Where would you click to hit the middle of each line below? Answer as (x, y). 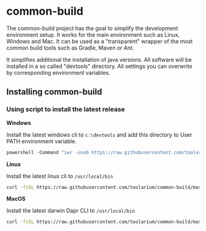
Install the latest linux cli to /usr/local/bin (60, 176)
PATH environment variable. (41, 141)
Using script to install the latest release (66, 110)
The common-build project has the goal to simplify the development (92, 28)
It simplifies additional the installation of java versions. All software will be (99, 59)
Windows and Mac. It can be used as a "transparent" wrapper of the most (100, 41)
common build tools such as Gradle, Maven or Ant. (70, 48)
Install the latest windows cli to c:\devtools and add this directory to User (99, 134)
